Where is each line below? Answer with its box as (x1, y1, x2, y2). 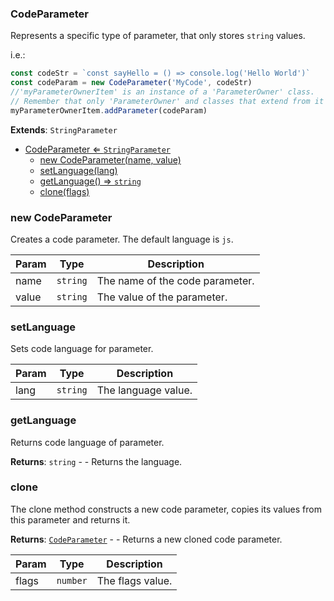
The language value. (96, 383, 193, 397)
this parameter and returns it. (10, 513, 131, 526)
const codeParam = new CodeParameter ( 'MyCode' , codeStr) (10, 78, 253, 88)
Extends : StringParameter (10, 123, 118, 136)
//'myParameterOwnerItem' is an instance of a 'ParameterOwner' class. (10, 87, 315, 97)
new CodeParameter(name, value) (39, 153, 182, 166)
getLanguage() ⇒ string (39, 175, 142, 187)
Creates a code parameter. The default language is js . (10, 233, 234, 245)
